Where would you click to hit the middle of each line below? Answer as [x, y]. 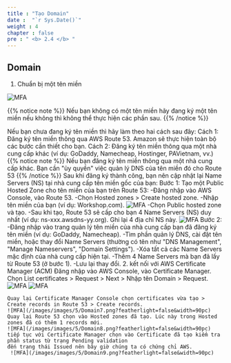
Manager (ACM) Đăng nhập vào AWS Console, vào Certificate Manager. [109, 271]
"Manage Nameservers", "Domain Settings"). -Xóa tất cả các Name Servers [114, 249]
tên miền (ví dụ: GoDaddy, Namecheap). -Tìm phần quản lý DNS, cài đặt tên [114, 234]
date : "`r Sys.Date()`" [44, 20]
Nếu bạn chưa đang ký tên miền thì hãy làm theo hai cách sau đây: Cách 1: [113, 131]
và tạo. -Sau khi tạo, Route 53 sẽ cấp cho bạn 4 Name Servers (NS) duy [109, 212]
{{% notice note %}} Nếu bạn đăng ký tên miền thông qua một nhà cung [110, 160]
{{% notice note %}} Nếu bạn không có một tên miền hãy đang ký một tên [112, 111]
